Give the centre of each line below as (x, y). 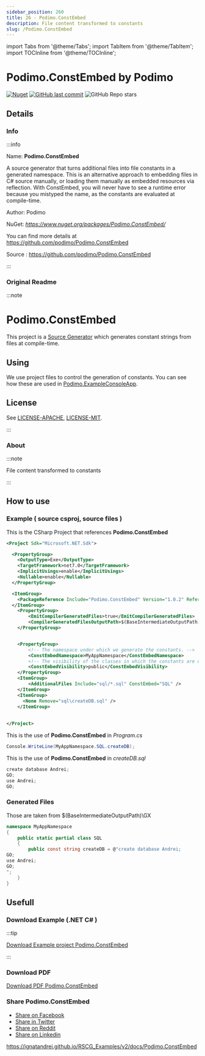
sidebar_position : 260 (35, 12)
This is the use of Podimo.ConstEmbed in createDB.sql (76, 758)
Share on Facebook (40, 1015)
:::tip (12, 933)
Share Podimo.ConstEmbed (48, 1002)
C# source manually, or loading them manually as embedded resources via (100, 181)
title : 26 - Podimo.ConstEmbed (46, 18)
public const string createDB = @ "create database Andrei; (105, 850)
